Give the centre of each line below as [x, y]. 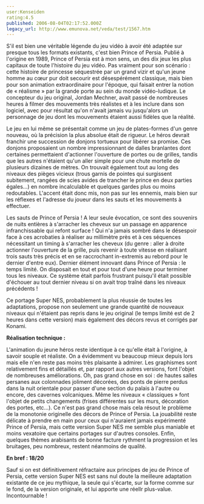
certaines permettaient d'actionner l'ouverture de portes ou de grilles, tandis [102, 155]
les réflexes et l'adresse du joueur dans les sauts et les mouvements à [94, 200]
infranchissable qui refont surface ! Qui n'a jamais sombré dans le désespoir [102, 230]
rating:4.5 [20, 18]
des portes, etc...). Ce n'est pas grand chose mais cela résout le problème [99, 408]
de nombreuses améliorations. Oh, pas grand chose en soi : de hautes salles [102, 375]
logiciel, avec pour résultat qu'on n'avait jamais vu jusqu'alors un [87, 110]
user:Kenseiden [25, 12]
